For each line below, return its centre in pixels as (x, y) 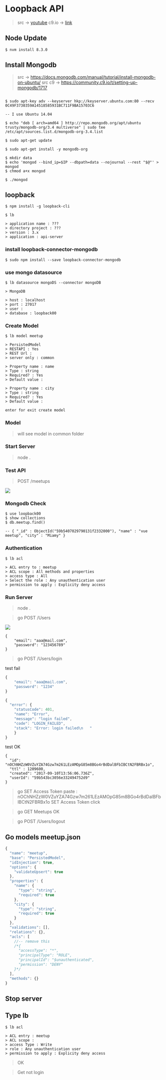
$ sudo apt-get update (29, 140)
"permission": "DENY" (41, 965)
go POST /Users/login (40, 658)
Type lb (17, 1016)
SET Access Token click (76, 802)
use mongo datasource (34, 272)
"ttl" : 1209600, (28, 769)
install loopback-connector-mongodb (51, 249)
